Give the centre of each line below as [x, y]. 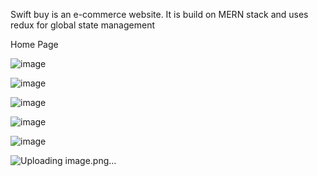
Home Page [34, 44]
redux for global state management [82, 25]
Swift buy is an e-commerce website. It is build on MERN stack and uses [159, 14]
